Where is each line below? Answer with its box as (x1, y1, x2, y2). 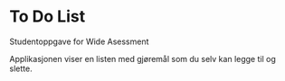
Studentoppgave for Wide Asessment (9, 36, 149, 47)
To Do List (9, 6, 86, 27)
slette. (9, 63, 33, 74)
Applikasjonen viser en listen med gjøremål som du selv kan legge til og (9, 53, 276, 64)
